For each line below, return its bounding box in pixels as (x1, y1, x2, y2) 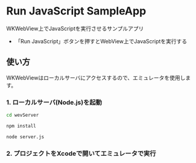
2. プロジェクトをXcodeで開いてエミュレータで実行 (6, 149, 156, 158)
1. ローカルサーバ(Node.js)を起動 (6, 98, 103, 106)
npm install (6, 123, 36, 129)
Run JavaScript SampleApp (6, 4, 147, 18)
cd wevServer (6, 112, 39, 118)
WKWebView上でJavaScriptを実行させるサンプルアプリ (6, 25, 144, 32)
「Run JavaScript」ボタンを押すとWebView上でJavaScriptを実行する (14, 37, 188, 45)
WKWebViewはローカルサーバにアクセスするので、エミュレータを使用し (6, 74, 186, 81)
